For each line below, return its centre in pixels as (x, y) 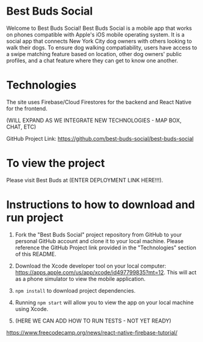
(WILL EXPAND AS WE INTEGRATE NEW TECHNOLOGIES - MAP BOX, (94, 120)
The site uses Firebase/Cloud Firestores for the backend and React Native (99, 102)
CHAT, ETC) (21, 127)
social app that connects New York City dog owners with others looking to (99, 41)
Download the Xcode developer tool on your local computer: (91, 266)
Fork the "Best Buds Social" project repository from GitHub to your (98, 234)
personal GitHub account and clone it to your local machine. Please (99, 241)
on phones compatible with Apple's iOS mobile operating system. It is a (95, 34)
